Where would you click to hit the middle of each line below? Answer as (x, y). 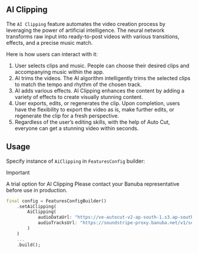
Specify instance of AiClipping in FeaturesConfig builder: (76, 161)
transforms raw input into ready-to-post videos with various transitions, (93, 36)
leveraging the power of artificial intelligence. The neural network (85, 30)
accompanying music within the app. (59, 72)
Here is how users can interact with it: (52, 54)
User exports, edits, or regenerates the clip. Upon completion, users (97, 103)
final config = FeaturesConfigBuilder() (57, 201)
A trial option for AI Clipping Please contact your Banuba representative (93, 184)
